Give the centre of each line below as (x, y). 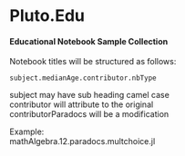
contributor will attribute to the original (82, 104)
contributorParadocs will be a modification (89, 114)
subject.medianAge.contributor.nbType (83, 78)
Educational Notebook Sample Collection (89, 41)
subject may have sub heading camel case (90, 95)
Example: (27, 132)
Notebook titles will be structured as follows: (93, 62)
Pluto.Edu (47, 16)
